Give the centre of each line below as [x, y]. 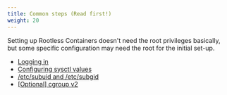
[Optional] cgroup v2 [48, 84]
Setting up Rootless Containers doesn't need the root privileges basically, [114, 40]
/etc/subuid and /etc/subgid [58, 76]
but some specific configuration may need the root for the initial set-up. [111, 48]
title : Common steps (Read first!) [60, 14]
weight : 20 [23, 20]
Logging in [33, 61]
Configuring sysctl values [55, 69]
